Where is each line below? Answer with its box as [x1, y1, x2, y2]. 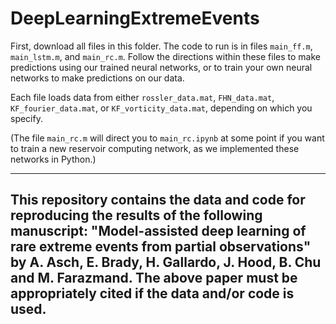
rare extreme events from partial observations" [10, 238, 312, 256]
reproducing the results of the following [10, 207, 263, 224]
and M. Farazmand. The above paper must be [10, 270, 298, 287]
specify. [10, 112, 43, 124]
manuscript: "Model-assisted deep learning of [10, 223, 307, 240]
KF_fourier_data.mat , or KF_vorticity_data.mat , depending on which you [10, 102, 313, 114]
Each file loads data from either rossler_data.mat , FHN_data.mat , [10, 91, 275, 103]
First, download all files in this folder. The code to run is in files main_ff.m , [10, 40, 313, 52]
